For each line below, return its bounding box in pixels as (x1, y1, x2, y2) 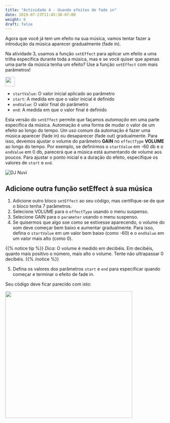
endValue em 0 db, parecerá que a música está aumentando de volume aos (5, 149, 162, 155)
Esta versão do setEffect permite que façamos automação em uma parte (5, 117, 160, 123)
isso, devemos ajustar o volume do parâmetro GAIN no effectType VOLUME (5, 138, 164, 145)
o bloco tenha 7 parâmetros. (12, 203, 72, 209)
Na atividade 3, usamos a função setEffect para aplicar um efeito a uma (5, 51, 157, 57)
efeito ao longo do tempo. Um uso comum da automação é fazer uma (5, 127, 151, 133)
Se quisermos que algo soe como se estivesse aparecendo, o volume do (12, 219, 165, 226)
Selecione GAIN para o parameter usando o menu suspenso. (12, 214, 139, 220)
